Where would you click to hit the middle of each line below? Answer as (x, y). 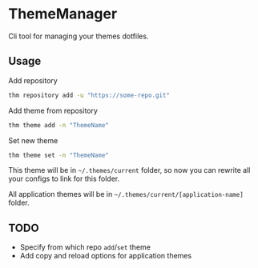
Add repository (33, 80)
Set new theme (33, 140)
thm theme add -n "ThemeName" (59, 125)
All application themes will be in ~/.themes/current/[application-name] (126, 194)
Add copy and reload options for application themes (106, 256)
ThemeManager (63, 14)
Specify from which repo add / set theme (85, 247)
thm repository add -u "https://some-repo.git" (89, 95)
